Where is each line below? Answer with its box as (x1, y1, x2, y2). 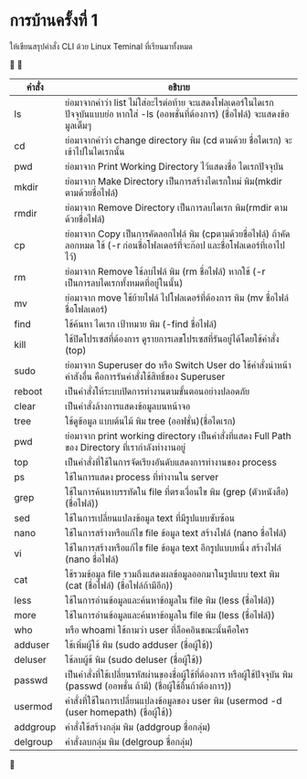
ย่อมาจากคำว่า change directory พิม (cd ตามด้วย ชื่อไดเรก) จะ (65, 133, 292, 146)
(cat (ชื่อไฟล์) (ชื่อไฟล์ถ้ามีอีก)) (65, 579, 174, 592)
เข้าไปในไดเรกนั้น (65, 145, 125, 158)
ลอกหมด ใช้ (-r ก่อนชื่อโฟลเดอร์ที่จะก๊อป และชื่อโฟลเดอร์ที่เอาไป (65, 238, 285, 251)
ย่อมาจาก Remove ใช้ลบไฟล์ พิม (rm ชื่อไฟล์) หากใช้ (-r (65, 265, 266, 278)
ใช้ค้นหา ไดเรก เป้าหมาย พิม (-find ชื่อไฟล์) (65, 317, 217, 330)
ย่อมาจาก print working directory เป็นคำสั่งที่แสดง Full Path (65, 429, 291, 442)
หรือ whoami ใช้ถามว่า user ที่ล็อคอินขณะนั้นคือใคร (65, 623, 249, 636)
